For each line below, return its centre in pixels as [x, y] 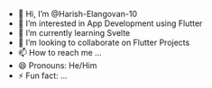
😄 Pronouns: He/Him [57, 66]
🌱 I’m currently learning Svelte [74, 33]
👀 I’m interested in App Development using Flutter [110, 23]
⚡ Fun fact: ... [42, 75]
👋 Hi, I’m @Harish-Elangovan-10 [78, 14]
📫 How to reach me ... [60, 53]
